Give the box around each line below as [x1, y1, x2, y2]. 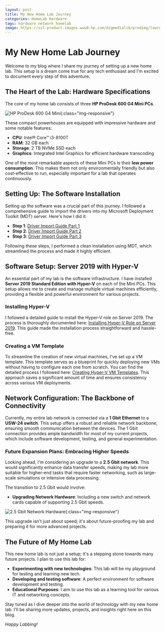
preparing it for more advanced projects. [5, 524, 87, 530]
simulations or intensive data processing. [17, 475, 100, 481]
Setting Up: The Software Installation [5, 190, 120, 198]
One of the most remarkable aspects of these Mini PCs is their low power [5, 159, 154, 165]
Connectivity [5, 402, 46, 410]
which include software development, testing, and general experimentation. [5, 436, 158, 442]
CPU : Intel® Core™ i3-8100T [12, 134, 69, 140]
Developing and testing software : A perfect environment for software [12, 576, 154, 582]
